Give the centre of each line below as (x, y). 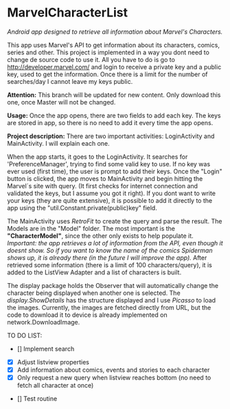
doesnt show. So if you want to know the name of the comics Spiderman (110, 250)
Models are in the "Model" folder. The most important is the (91, 228)
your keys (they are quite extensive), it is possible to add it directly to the (110, 200)
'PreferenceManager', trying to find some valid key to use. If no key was (109, 164)
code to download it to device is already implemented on (87, 315)
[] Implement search (46, 349)
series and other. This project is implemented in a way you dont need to (108, 52)
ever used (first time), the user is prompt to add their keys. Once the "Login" (115, 171)
